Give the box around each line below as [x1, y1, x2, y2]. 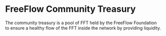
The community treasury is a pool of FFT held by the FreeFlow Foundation [5, 20, 157, 26]
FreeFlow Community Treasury [5, 3, 136, 15]
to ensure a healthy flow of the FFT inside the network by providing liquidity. [5, 25, 162, 31]
